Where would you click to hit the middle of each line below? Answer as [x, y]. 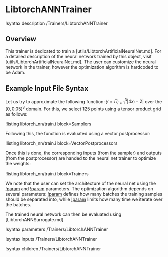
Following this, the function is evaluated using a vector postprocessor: [78, 133]
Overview [21, 39]
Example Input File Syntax [47, 88]
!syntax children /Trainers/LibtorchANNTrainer [53, 249]
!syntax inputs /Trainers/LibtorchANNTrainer [51, 239]
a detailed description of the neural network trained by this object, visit [78, 56]
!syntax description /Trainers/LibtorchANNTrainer [56, 23]
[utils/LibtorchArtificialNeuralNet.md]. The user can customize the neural [80, 62]
